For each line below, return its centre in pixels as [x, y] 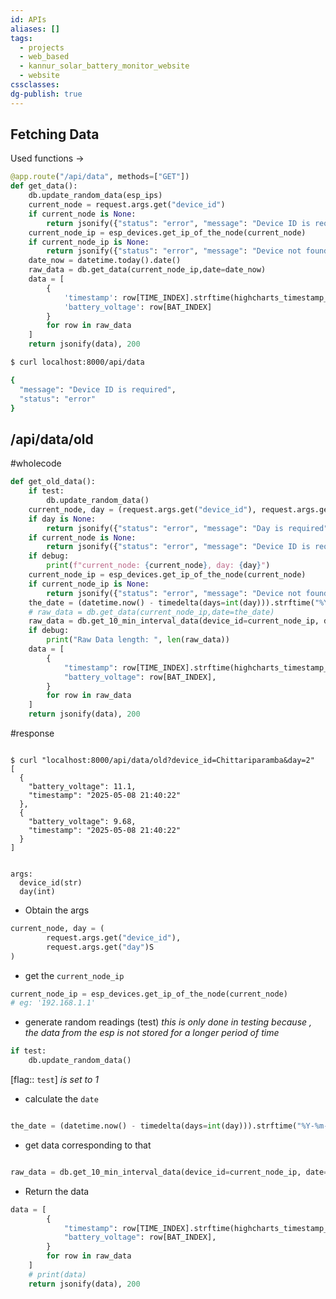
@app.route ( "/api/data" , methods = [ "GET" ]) [100, 177]
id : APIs [28, 19]
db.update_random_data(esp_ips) [95, 196]
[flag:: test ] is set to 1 [55, 1079]
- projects [42, 47]
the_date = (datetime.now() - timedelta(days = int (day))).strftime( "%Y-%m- [169, 1126]
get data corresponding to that [88, 1145]
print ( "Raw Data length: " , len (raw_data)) [138, 640]
